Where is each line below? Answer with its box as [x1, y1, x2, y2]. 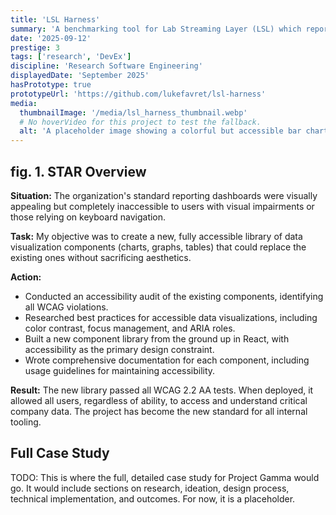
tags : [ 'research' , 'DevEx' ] [10, 52, 132, 62]
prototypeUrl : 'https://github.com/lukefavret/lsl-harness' [10, 89, 267, 99]
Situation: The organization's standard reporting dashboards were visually [10, 189, 318, 201]
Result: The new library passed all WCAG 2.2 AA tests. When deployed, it [10, 384, 314, 396]
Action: [10, 271, 42, 283]
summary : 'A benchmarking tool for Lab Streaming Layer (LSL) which [10, 24, 302, 34]
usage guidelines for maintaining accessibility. [24, 364, 216, 376]
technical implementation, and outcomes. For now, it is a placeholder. [10, 492, 296, 505]
